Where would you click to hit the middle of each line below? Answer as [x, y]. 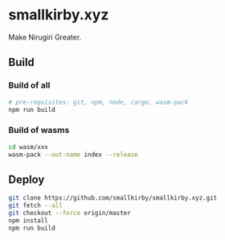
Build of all [29, 85]
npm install [28, 220]
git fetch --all [35, 206]
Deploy [27, 179]
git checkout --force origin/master [70, 213]
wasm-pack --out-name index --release [73, 155]
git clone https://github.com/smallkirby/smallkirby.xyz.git [113, 198]
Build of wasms [39, 130]
